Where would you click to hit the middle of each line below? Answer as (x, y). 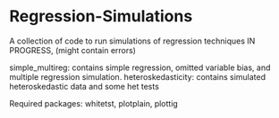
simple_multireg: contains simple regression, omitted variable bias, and (140, 67)
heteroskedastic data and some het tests (84, 86)
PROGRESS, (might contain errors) (73, 50)
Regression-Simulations (101, 16)
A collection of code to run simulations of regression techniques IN (132, 41)
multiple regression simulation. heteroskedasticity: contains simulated (138, 76)
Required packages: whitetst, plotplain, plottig (94, 103)
